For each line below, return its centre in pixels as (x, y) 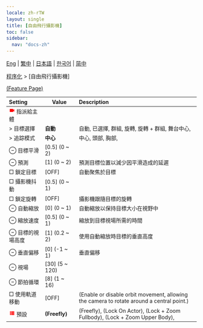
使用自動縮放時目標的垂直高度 (116, 237)
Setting (18, 102)
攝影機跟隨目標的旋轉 (105, 198)
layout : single (25, 19)
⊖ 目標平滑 (24, 150)
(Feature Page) (25, 88)
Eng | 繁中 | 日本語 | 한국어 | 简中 (47, 63)
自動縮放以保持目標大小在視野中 (119, 208)
